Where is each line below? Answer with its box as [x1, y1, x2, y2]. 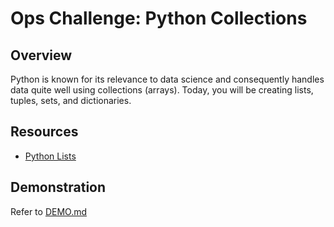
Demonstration [10, 179, 107, 196]
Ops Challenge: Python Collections [10, 7, 308, 30]
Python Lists [24, 150, 77, 162]
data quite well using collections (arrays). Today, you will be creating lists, [10, 84, 314, 96]
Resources [10, 123, 79, 141]
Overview [10, 47, 73, 64]
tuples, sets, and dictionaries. [10, 95, 132, 106]
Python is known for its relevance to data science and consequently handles [10, 73, 325, 85]
